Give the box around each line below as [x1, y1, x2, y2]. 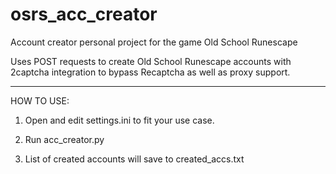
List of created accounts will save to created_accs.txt [24, 153, 245, 165]
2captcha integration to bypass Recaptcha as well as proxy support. [10, 66, 291, 78]
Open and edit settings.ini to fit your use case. [24, 114, 215, 126]
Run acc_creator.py [24, 133, 105, 145]
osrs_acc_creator [10, 3, 158, 26]
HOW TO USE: [10, 94, 70, 107]
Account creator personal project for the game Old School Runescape [10, 36, 298, 48]
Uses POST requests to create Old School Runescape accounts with [10, 55, 292, 67]
